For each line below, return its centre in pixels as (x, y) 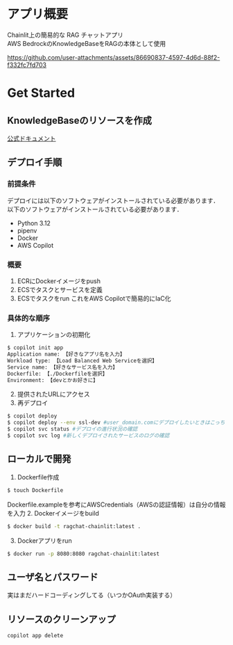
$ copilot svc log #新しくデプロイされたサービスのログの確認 (88, 436)
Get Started (41, 93)
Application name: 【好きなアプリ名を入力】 (66, 355)
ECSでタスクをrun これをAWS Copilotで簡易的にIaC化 (94, 298)
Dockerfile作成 (38, 477)
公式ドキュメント (32, 138)
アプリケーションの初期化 (54, 335)
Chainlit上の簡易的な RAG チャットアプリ (65, 35)
